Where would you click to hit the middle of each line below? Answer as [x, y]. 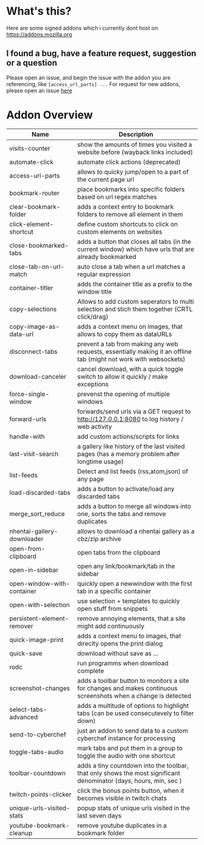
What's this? [39, 11]
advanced [24, 717]
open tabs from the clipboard [119, 552]
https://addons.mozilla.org [39, 34]
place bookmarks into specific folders [131, 189]
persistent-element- [39, 618]
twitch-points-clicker [40, 794]
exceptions [93, 384]
